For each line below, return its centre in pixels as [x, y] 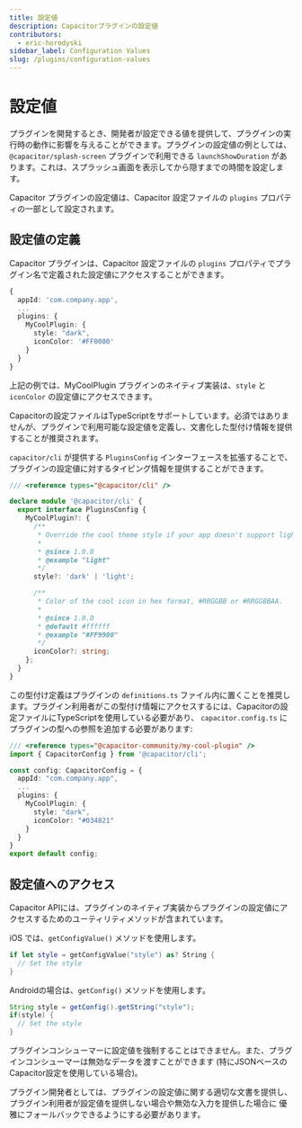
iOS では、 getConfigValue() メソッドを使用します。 [105, 937]
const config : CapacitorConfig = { [76, 770]
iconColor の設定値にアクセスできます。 [83, 396]
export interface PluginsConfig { [82, 510]
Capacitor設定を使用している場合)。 [76, 1073]
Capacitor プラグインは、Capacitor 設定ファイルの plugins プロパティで [142, 263]
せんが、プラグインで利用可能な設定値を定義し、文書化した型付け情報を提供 [151, 426]
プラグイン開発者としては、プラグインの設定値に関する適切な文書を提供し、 [151, 1092]
